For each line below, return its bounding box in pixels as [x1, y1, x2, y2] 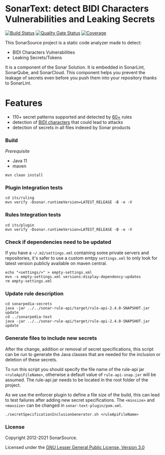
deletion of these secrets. [5, 357, 58, 363]
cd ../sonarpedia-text [5, 314, 52, 320]
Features [5, 97, 43, 109]
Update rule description [5, 290, 64, 297]
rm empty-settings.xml [5, 279, 52, 284]
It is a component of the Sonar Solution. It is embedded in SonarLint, [5, 64, 145, 70]
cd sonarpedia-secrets [5, 301, 52, 306]
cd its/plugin [5, 222, 35, 228]
